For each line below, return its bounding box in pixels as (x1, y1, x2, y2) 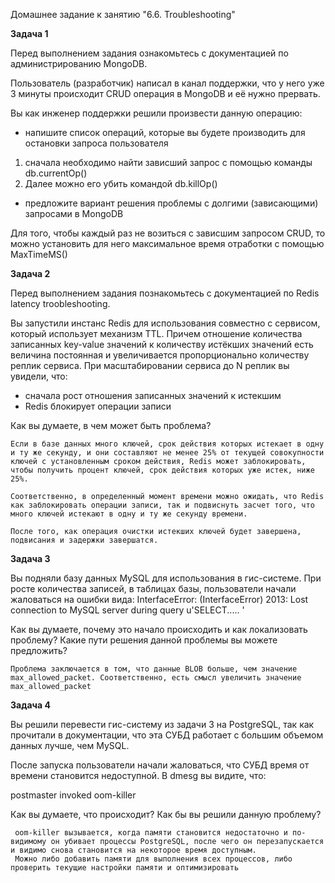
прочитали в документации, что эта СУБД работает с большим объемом (10, 729, 324, 741)
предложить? (10, 645, 68, 656)
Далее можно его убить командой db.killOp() (24, 178, 218, 189)
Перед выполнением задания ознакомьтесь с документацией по (10, 47, 289, 59)
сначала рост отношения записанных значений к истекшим (24, 390, 282, 401)
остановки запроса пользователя (24, 137, 169, 149)
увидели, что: (10, 370, 68, 382)
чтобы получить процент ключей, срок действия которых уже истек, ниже (10, 465, 315, 475)
